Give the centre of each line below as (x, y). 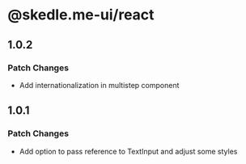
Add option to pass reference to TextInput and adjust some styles (128, 151)
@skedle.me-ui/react (81, 15)
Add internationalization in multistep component (99, 85)
